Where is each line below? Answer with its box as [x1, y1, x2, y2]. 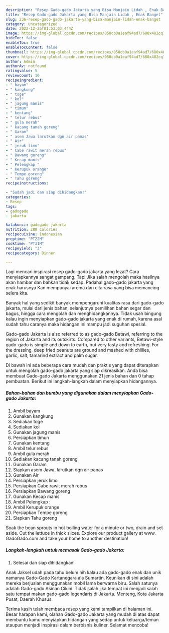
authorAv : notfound [6, 64, 47, 69]
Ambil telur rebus [13, 446, 49, 452]
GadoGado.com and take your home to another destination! [6, 535, 128, 542]
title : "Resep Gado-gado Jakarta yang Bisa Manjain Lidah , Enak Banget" [6, 12, 163, 17]
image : [6, 31, 20, 36]
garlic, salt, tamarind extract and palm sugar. [6, 352, 98, 358]
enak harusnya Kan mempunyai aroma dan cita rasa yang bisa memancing [6, 285, 159, 291]
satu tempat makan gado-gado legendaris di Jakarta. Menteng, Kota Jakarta [6, 591, 164, 597]
